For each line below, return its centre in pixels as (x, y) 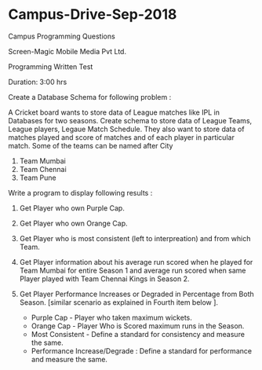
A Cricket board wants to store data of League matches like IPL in (114, 112)
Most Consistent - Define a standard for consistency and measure (138, 334)
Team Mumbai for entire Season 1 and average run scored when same (133, 270)
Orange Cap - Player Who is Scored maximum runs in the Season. (138, 326)
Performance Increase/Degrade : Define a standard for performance (142, 350)
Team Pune (38, 178)
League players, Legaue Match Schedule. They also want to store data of (126, 129)
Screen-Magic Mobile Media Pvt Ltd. (67, 51)
